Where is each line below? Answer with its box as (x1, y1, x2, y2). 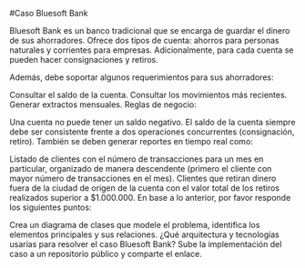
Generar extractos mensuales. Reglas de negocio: (9, 99, 198, 110)
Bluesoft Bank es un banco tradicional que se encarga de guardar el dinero (9, 25, 290, 35)
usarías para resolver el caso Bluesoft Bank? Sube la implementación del (9, 239, 282, 249)
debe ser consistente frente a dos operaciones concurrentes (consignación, (9, 126, 295, 137)
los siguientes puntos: (9, 202, 92, 213)
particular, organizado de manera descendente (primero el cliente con (9, 164, 272, 174)
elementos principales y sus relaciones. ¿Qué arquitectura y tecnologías (9, 229, 280, 240)
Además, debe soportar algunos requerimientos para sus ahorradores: (9, 72, 274, 83)
